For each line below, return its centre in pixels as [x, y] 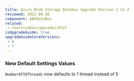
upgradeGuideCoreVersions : [33, 37]
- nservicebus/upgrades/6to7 [37, 28]
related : [14, 23]
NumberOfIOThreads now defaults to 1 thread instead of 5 [62, 74]
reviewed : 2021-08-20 [27, 14]
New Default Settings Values [40, 63]
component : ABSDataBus [28, 19]
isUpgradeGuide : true [27, 32]
